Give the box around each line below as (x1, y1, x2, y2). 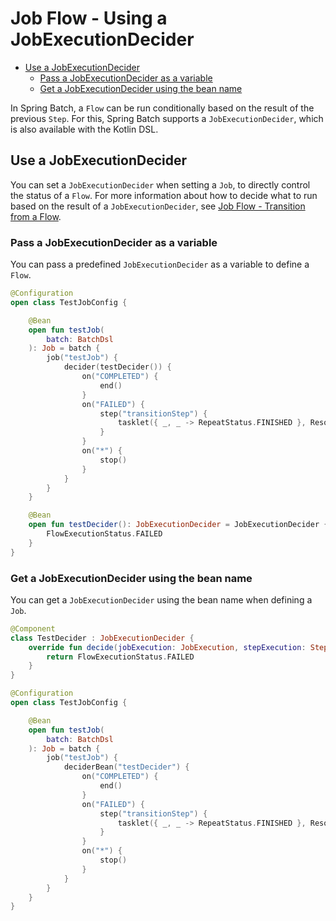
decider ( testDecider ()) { (63, 362, 172, 372)
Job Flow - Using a (10, 7, 168, 30)
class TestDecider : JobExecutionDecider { (10, 633, 195, 643)
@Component (10, 623, 56, 634)
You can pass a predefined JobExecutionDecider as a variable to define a (10, 258, 310, 271)
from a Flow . (10, 210, 62, 222)
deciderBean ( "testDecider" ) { (63, 762, 190, 772)
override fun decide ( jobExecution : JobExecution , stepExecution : (28, 642, 307, 652)
